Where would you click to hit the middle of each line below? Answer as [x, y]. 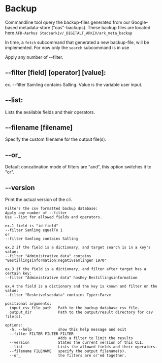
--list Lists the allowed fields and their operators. [83, 347]
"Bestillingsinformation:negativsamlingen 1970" [56, 260]
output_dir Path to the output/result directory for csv [81, 312]
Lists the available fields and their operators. [50, 112]
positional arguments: [28, 304]
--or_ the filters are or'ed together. [68, 356]
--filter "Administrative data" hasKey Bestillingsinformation [71, 278]
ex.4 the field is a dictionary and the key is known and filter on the [81, 286]
